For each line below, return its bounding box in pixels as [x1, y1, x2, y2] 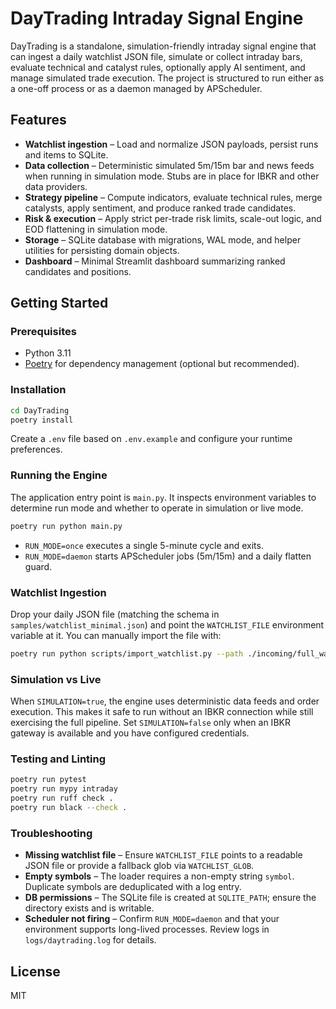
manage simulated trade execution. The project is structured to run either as [10, 72, 325, 84]
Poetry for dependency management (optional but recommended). [24, 358, 300, 370]
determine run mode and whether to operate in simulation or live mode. [10, 502, 304, 514]
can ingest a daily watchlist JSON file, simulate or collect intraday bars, [10, 50, 303, 62]
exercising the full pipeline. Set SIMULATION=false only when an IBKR [10, 717, 291, 729]
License [10, 963, 61, 980]
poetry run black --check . [10, 803, 128, 813]
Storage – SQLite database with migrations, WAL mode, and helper [24, 233, 302, 246]
